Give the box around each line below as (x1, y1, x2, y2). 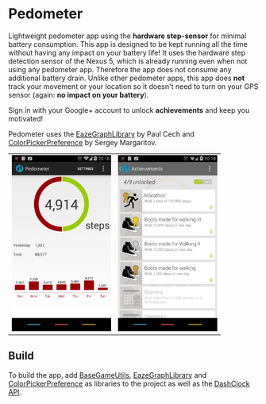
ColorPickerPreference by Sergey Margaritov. (8, 137, 157, 147)
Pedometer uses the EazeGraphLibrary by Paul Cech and (8, 129, 195, 139)
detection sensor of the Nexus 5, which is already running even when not (8, 56, 248, 66)
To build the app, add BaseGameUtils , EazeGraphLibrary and (8, 370, 207, 379)
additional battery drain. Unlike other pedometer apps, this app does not (8, 73, 245, 83)
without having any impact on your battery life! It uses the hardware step (8, 48, 246, 57)
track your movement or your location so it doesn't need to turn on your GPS (8, 81, 259, 91)
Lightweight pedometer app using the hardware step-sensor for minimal (8, 31, 247, 40)
